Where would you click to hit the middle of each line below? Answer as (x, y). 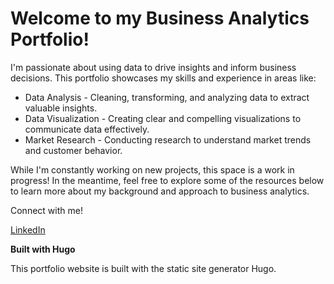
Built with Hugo (43, 249)
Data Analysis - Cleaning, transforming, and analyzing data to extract (167, 97)
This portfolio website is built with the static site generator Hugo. (143, 268)
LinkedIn (28, 229)
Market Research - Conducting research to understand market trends (168, 139)
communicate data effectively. (87, 129)
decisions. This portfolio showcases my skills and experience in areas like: (163, 78)
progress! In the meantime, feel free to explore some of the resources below (167, 180)
